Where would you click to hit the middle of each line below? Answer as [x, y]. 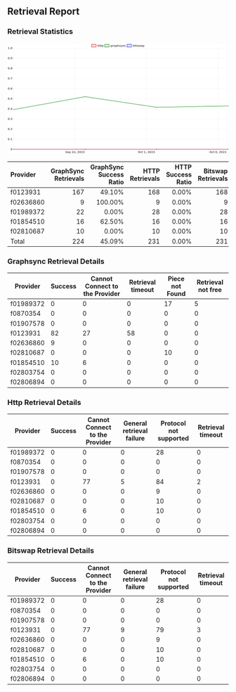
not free [210, 290]
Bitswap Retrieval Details [51, 551]
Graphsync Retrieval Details [56, 262]
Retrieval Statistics [40, 32]
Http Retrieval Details [44, 402]
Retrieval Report [44, 12]
